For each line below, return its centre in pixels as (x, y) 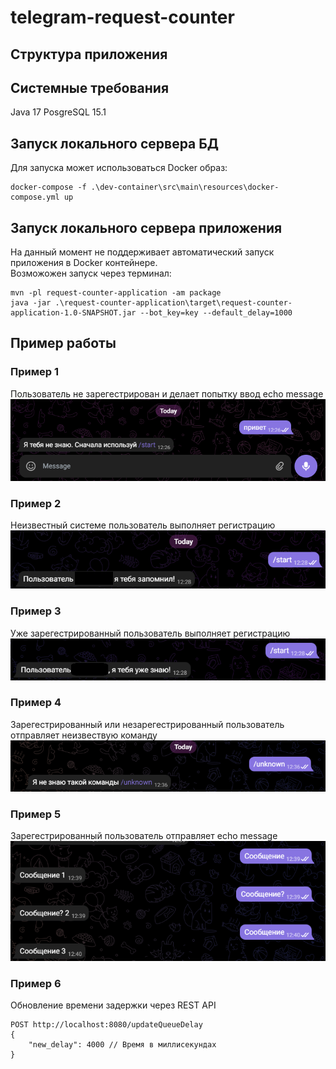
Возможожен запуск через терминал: (91, 273)
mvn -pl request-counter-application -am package (116, 293)
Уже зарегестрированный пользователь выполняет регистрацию (150, 633)
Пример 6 (36, 983)
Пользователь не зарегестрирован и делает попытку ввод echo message (167, 393)
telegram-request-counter (122, 17)
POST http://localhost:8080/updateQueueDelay (106, 1025)
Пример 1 (34, 372)
